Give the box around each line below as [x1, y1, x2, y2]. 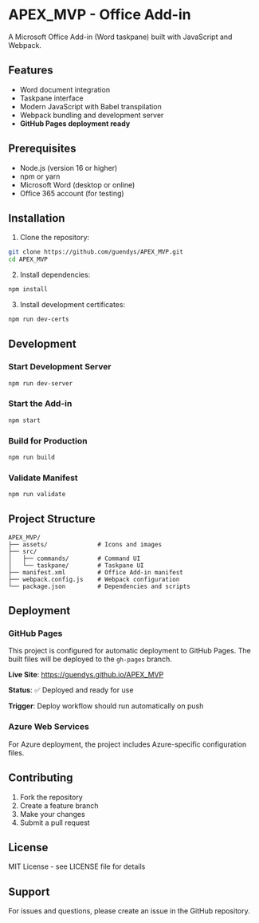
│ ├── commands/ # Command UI [8, 554, 141, 562]
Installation [8, 211, 65, 225]
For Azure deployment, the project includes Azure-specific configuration [8, 740, 247, 749]
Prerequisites [8, 142, 77, 156]
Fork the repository [19, 792, 84, 802]
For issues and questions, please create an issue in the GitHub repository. [8, 906, 250, 916]
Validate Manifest [8, 472, 78, 483]
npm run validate [8, 491, 66, 499]
